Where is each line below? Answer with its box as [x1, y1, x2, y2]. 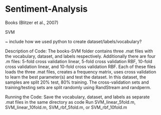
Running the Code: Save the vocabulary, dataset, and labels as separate [5, 94, 150, 100]
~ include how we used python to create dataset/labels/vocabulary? [5, 38, 142, 45]
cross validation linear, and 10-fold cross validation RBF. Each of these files [5, 64, 156, 69]
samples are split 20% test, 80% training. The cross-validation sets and [5, 79, 149, 85]
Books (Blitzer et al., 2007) [5, 20, 59, 25]
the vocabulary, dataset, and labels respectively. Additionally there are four [5, 53, 156, 59]
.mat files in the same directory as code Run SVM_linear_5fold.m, [5, 99, 136, 105]
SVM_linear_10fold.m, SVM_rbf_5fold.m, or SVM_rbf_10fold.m [5, 104, 127, 110]
